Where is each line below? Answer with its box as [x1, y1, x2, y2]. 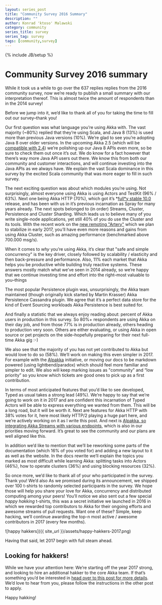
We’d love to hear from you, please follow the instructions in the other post [5, 580, 154, 586]
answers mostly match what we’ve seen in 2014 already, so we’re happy [5, 267, 149, 272]
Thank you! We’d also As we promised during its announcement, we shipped [5, 478, 158, 483]
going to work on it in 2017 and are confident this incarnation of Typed [5, 397, 145, 403]
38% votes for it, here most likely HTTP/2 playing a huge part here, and [5, 413, 147, 418]
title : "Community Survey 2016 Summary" [5, 12, 88, 16]
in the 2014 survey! [5, 100, 44, 106]
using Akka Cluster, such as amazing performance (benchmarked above [5, 231, 149, 238]
